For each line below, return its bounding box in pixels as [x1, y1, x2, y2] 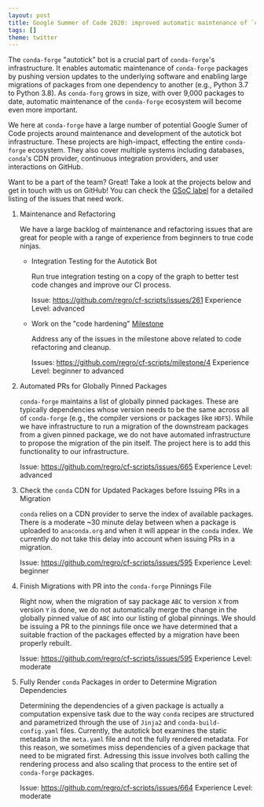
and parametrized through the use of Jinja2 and [19, 717, 177, 728]
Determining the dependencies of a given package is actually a [19, 701, 224, 710]
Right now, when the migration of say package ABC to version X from [19, 597, 240, 606]
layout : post [8, 11, 51, 20]
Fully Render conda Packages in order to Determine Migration [19, 677, 218, 687]
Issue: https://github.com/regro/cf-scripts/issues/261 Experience [31, 296, 242, 305]
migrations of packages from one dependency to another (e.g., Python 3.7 [8, 80, 249, 90]
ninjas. [19, 241, 42, 251]
